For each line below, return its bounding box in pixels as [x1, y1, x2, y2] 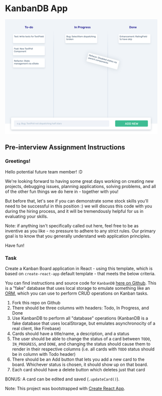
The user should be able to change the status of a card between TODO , [12, 335, 151, 342]
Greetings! [5, 158, 30, 165]
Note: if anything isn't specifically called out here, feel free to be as [5, 222, 139, 228]
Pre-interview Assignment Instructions [5, 143, 125, 152]
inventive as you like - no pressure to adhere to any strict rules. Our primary [5, 228, 156, 234]
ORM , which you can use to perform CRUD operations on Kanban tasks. [5, 290, 148, 296]
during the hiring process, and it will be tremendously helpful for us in [5, 208, 144, 214]
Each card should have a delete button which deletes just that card [12, 366, 145, 372]
